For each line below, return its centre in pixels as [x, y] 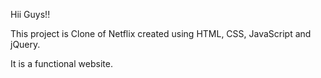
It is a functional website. [61, 63]
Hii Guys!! [30, 14]
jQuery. [25, 44]
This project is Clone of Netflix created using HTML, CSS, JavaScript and [161, 33]
